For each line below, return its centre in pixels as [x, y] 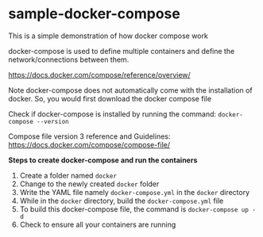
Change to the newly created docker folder [89, 184]
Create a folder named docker [68, 175]
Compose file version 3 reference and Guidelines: [89, 136]
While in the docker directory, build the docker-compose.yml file [122, 201]
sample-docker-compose [94, 14]
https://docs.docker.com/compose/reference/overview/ [99, 75]
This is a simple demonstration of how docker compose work [108, 36]
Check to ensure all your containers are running [98, 224]
